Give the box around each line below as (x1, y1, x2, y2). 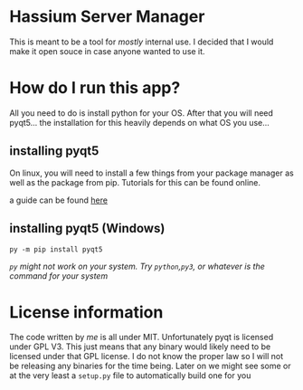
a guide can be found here (9, 195, 109, 205)
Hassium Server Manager (9, 6, 205, 27)
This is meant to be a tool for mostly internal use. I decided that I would (9, 36, 274, 47)
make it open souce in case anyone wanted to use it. (9, 45, 205, 56)
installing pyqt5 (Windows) (9, 221, 166, 236)
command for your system (9, 270, 109, 281)
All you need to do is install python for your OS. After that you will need (9, 107, 274, 119)
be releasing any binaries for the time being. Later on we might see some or (9, 360, 291, 372)
